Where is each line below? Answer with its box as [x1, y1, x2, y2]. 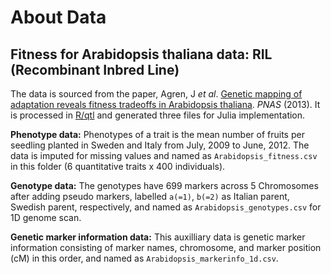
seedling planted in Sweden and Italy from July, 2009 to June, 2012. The [10, 139, 310, 151]
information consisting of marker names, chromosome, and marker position [10, 242, 322, 253]
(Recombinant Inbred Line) [10, 61, 180, 78]
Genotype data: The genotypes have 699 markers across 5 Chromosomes [10, 180, 319, 191]
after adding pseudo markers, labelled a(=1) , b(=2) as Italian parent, [10, 191, 290, 202]
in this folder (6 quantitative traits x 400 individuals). [10, 161, 226, 172]
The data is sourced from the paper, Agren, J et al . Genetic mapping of [10, 88, 303, 100]
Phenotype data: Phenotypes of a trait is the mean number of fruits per [10, 129, 305, 140]
